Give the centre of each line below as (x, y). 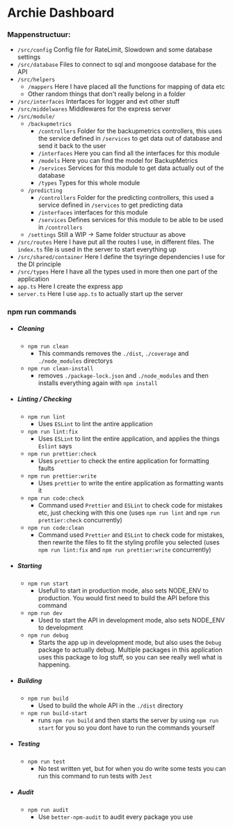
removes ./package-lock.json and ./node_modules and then (123, 376)
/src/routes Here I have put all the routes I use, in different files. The (115, 242)
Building (30, 680)
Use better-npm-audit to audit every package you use (115, 817)
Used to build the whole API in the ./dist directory (111, 705)
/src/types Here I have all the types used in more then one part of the (117, 272)
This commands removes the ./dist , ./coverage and (113, 354)
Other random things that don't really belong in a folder (106, 94)
